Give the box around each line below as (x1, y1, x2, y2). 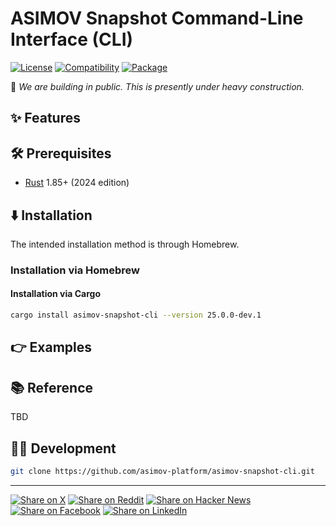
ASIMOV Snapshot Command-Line (10, 7, 304, 30)
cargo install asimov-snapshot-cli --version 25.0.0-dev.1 (10, 310, 262, 321)
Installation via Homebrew (10, 263, 140, 277)
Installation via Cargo (10, 288, 101, 300)
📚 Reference (10, 379, 93, 396)
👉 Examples (10, 339, 93, 356)
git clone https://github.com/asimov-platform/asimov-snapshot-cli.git (10, 466, 315, 476)
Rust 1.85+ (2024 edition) (24, 177, 130, 189)
